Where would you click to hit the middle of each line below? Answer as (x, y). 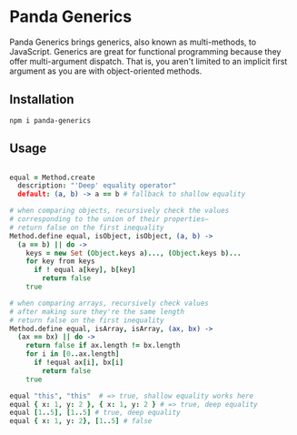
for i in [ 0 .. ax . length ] (73, 354)
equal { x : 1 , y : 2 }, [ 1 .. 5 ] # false (81, 421)
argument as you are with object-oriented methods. (106, 71)
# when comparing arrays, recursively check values (109, 303)
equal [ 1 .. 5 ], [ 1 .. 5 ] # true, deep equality (95, 413)
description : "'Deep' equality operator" (97, 186)
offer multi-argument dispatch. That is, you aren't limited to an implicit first (148, 61)
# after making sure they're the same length (97, 311)
